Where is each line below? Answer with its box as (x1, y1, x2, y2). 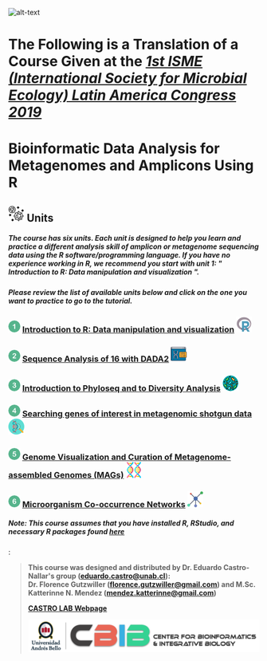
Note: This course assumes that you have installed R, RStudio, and (8, 518, 234, 528)
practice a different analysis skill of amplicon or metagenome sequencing (8, 242, 259, 251)
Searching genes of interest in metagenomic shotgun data (22, 407, 253, 419)
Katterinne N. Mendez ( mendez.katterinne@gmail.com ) (27, 588, 217, 597)
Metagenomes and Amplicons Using (8, 156, 254, 175)
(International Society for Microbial (8, 69, 247, 88)
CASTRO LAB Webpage (27, 603, 108, 613)
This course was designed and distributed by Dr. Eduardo (27, 562, 222, 572)
